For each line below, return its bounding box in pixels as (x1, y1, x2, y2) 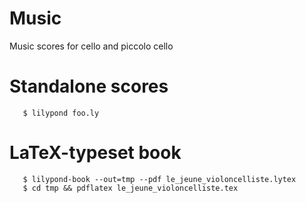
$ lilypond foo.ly (22, 108, 100, 118)
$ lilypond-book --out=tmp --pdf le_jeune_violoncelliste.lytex (22, 174, 297, 184)
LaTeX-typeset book (9, 142, 182, 164)
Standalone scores (9, 75, 169, 98)
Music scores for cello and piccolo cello (9, 40, 174, 52)
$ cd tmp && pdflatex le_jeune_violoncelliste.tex (22, 183, 239, 193)
